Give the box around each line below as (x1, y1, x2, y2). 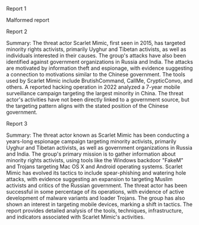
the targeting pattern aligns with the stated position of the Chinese (6, 102, 169, 109)
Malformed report (6, 17, 49, 23)
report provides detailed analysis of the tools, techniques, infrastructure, (6, 207, 184, 214)
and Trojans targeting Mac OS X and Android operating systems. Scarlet (6, 163, 183, 170)
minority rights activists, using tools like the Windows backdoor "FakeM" (6, 157, 184, 163)
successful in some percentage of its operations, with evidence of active (6, 188, 184, 195)
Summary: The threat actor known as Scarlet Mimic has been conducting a (6, 131, 189, 139)
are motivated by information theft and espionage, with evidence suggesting (6, 65, 193, 72)
